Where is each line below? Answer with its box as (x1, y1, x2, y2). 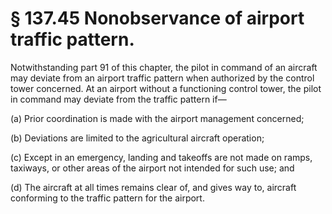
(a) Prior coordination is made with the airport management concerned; (10, 112, 305, 124)
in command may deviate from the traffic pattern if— (10, 93, 227, 105)
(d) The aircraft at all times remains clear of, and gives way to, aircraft (10, 181, 297, 193)
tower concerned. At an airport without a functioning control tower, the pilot (10, 82, 322, 94)
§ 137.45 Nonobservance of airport (10, 7, 305, 30)
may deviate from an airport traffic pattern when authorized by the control (10, 72, 315, 84)
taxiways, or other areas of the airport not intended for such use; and (10, 162, 295, 174)
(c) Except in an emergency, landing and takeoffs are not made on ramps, (10, 151, 313, 163)
